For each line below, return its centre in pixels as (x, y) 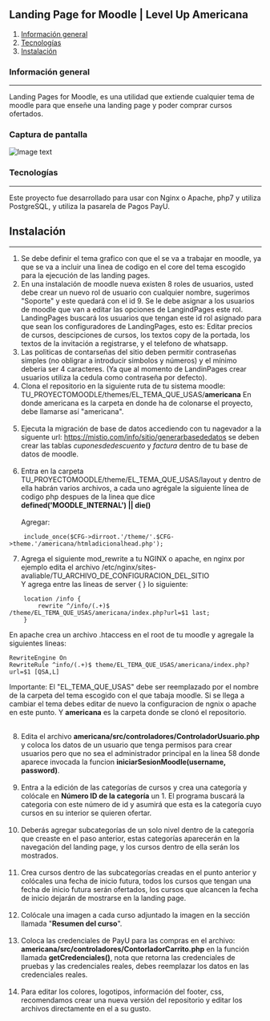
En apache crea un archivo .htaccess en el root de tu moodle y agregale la (132, 634)
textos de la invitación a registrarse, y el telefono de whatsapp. (124, 343)
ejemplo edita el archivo (60, 567)
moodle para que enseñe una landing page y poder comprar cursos (121, 106)
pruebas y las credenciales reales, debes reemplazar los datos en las (135, 966)
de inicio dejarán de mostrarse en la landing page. (103, 898)
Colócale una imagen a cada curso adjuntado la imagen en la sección (135, 914)
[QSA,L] (47, 672)
